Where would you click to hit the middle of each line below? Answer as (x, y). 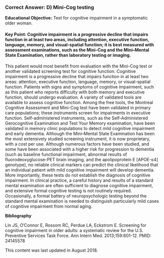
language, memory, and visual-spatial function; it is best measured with (80, 44)
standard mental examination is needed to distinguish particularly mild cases (82, 201)
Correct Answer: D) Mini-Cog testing (50, 7)
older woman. (19, 23)
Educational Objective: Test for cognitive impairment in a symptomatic (76, 18)
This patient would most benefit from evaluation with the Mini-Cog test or (79, 66)
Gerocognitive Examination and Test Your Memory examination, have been (80, 123)
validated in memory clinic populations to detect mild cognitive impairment (80, 128)
